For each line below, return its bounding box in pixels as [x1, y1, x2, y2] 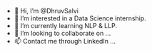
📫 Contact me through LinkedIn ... [14, 37, 116, 45]
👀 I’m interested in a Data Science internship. [14, 14, 146, 22]
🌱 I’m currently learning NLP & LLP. [14, 22, 118, 30]
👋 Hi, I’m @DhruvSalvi [14, 7, 78, 15]
